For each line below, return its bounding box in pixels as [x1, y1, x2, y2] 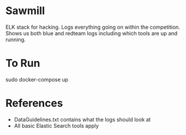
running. [5, 36, 26, 43]
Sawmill [5, 4, 45, 18]
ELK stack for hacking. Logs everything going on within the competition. [5, 23, 181, 31]
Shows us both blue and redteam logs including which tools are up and [5, 29, 178, 36]
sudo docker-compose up [5, 76, 69, 83]
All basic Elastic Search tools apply [14, 122, 99, 129]
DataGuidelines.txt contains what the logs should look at [14, 116, 151, 123]
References [5, 97, 63, 110]
